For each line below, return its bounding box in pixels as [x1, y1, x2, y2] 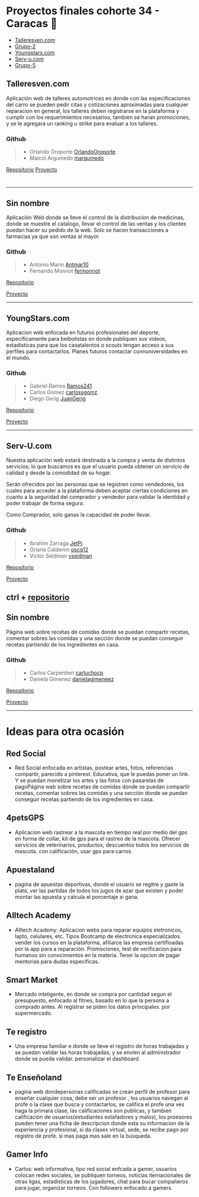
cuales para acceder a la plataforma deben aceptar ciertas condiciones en [6, 487, 188, 494]
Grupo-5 [14, 61, 36, 69]
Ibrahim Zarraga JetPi [29, 539, 83, 547]
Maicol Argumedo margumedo [29, 154, 104, 161]
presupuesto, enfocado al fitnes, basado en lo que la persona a [14, 997, 169, 1004]
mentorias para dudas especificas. [14, 958, 99, 965]
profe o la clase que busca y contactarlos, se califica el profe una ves [14, 1100, 185, 1108]
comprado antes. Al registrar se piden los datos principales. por [14, 1003, 171, 1011]
